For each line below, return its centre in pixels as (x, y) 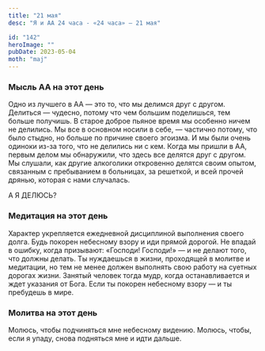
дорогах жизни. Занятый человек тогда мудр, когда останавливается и (129, 275)
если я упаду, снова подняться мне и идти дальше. (95, 338)
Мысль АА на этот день (56, 86)
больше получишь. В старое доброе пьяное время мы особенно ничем (129, 121)
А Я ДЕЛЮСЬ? (32, 196)
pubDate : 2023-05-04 (42, 52)
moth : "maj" (28, 59)
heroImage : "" (32, 44)
